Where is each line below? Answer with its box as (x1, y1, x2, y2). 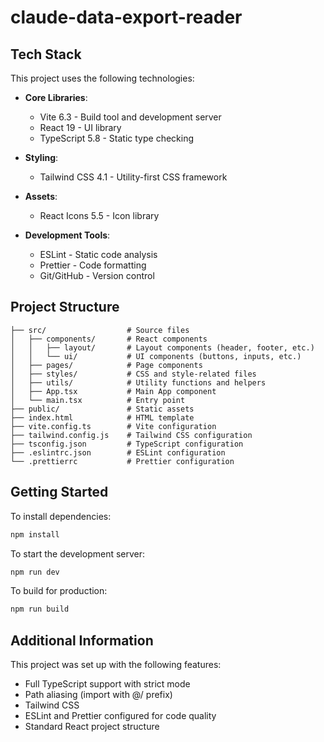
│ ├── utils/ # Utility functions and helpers (10, 377, 267, 388)
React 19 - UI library (39, 122, 122, 133)
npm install (10, 529, 60, 540)
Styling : (24, 152, 59, 163)
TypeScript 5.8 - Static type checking (39, 132, 195, 144)
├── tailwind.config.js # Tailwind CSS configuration (10, 430, 253, 440)
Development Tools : (24, 229, 111, 241)
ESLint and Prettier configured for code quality (24, 710, 217, 722)
